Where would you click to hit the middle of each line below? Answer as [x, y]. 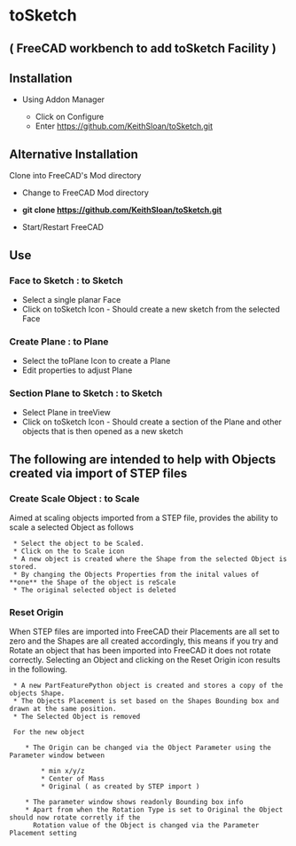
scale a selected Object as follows [72, 527]
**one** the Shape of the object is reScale [93, 582]
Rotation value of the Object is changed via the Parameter [146, 826]
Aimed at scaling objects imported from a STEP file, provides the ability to [144, 518]
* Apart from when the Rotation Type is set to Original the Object [154, 810]
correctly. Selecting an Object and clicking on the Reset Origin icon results [145, 660]
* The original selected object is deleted [94, 590]
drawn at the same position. [63, 709]
